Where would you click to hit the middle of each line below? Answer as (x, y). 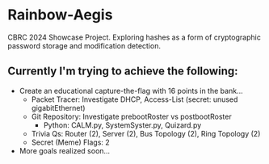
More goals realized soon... (65, 150)
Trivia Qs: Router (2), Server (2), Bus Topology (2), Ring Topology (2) (146, 133)
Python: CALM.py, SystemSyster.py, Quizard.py (122, 125)
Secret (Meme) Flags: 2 (70, 142)
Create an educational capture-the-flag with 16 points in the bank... (131, 90)
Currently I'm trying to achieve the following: (123, 71)
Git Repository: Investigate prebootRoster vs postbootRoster (131, 116)
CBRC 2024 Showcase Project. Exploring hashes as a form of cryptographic (134, 37)
